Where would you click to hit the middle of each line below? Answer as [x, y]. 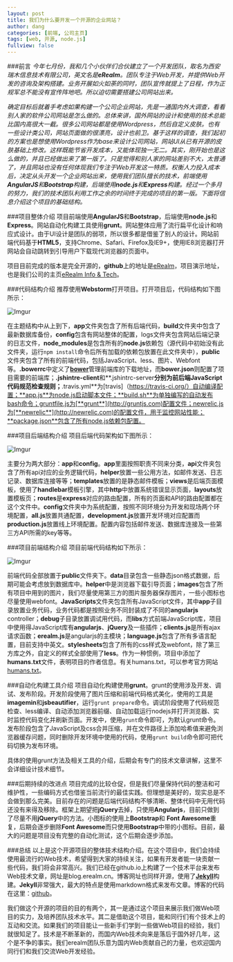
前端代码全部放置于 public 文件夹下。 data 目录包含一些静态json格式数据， [111, 575]
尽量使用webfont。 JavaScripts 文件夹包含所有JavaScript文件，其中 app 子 [112, 601]
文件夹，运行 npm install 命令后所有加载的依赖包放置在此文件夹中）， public [113, 352]
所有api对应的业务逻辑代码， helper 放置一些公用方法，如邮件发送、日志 [121, 472]
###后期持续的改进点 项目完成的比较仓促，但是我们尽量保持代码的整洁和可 [114, 784]
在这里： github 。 [31, 893]
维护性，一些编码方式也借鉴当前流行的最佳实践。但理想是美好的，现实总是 [113, 792]
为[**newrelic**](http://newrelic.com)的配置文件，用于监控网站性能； [106, 412]
